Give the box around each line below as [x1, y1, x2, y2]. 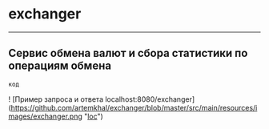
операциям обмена [8, 59, 112, 73]
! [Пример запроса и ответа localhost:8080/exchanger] [8, 94, 195, 104]
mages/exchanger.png [8, 111, 82, 121]
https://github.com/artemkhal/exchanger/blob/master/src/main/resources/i [10, 103, 258, 112]
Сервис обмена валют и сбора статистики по [8, 46, 248, 60]
